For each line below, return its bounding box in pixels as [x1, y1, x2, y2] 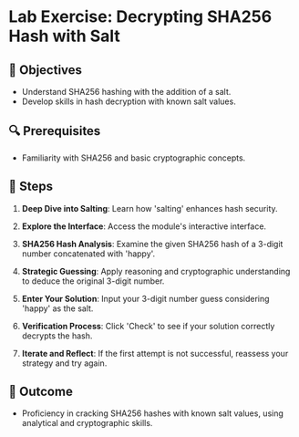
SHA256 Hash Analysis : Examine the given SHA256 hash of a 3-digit [21, 238, 284, 249]
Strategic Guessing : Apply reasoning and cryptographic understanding [21, 265, 291, 276]
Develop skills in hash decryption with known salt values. [21, 96, 236, 107]
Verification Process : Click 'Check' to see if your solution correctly [21, 320, 275, 331]
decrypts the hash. [21, 330, 93, 341]
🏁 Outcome [8, 384, 74, 400]
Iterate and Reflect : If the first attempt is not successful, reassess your [21, 348, 289, 359]
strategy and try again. [21, 358, 108, 369]
